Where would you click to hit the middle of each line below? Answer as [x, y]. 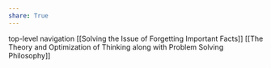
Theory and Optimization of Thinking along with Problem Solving [116, 47]
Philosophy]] [30, 55]
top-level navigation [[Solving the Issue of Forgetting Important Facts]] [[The [136, 38]
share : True [28, 16]
